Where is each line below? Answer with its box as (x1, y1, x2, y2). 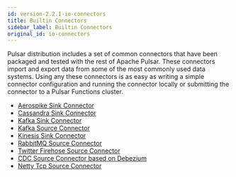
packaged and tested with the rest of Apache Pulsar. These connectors (7, 58, 215, 66)
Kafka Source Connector (17, 124, 90, 132)
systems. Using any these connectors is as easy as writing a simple (7, 73, 205, 81)
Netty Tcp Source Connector (17, 161, 102, 171)
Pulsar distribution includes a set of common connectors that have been (7, 50, 218, 58)
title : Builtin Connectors (7, 17, 87, 24)
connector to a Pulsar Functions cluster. (7, 87, 124, 96)
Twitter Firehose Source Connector (17, 146, 120, 155)
